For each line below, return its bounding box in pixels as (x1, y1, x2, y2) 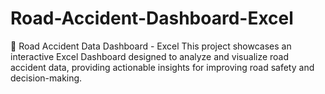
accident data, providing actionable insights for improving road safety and (10, 61, 315, 73)
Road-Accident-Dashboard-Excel (10, 7, 294, 30)
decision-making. (10, 72, 83, 84)
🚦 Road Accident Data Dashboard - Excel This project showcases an (10, 40, 292, 52)
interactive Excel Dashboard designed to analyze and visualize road (10, 50, 290, 62)
